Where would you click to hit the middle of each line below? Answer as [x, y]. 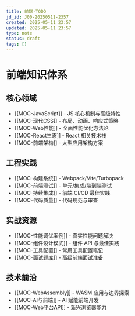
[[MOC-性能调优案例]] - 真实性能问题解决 [64, 235]
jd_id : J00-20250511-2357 [37, 17]
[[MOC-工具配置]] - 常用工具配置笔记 [59, 250]
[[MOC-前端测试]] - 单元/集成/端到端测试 [63, 186]
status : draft [23, 39]
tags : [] [17, 44]
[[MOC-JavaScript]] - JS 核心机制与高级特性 [67, 113]
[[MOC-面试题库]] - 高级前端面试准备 [59, 257]
